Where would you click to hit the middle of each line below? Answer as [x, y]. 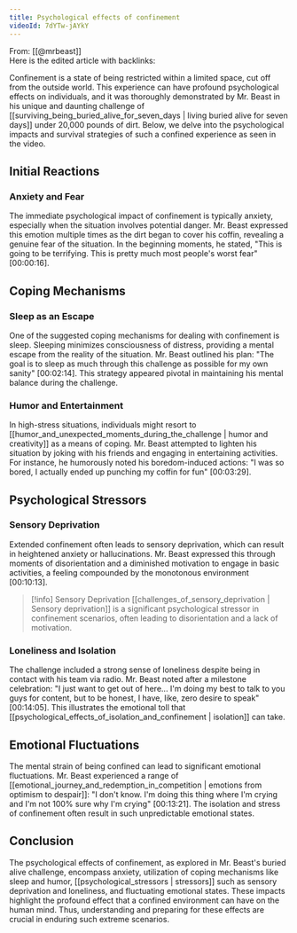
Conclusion [42, 841]
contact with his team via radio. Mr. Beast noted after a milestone [128, 679]
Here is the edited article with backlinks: [82, 60]
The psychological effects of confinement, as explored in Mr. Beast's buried [148, 862]
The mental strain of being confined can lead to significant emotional [135, 766]
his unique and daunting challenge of [77, 106]
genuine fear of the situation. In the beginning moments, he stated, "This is [146, 244]
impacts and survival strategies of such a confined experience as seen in [143, 134]
